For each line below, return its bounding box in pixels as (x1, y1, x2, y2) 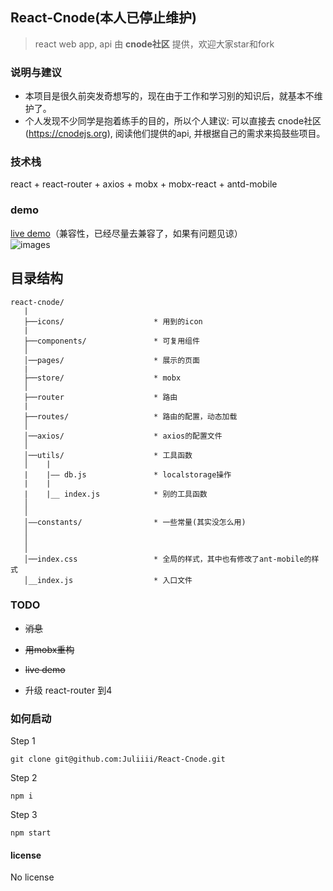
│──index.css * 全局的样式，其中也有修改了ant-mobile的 (23, 554, 312, 564)
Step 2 (10, 772, 38, 784)
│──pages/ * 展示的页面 (23, 355, 200, 365)
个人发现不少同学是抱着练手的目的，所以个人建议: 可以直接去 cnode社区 (24, 115, 322, 127)
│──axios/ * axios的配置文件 (23, 431, 223, 441)
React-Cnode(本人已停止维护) (10, 9, 198, 27)
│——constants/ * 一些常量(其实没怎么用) (23, 517, 247, 527)
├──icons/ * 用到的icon (23, 316, 203, 327)
